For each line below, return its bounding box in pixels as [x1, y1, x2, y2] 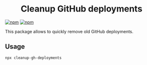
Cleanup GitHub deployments [20, 3, 143, 14]
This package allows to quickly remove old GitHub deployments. [5, 28, 133, 34]
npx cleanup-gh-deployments [5, 55, 62, 60]
